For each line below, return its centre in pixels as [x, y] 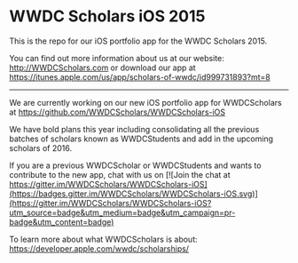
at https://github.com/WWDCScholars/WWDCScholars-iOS [118, 112]
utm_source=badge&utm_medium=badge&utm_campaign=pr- [122, 212]
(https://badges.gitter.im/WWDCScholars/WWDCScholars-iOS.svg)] [134, 194]
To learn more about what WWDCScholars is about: [103, 239]
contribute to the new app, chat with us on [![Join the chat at [120, 174]
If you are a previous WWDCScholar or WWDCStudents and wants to [135, 165]
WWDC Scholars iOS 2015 [107, 16]
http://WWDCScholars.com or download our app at [103, 68]
